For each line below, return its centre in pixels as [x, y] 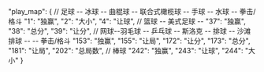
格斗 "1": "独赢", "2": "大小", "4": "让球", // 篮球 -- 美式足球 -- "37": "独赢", [127, 21]
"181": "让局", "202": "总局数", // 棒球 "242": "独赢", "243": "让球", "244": [126, 50]
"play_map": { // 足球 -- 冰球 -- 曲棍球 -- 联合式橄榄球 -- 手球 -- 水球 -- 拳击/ [132, 11]
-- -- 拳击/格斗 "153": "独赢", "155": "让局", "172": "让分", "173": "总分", [137, 41]
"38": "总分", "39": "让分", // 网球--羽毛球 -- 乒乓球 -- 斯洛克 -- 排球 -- [122, 31]
